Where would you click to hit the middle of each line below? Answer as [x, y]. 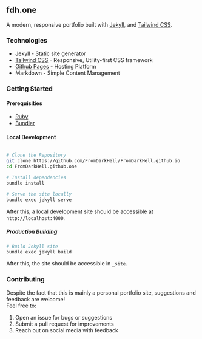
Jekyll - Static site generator [50, 53]
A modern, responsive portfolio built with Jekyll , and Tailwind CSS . [89, 24]
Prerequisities [24, 103]
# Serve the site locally [39, 194]
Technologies [27, 40]
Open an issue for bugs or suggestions [64, 317]
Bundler [25, 123]
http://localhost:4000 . [36, 217]
